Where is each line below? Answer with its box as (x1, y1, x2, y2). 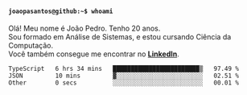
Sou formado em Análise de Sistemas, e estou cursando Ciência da (8, 32, 232, 42)
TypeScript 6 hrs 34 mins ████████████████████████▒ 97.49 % (8, 65, 240, 73)
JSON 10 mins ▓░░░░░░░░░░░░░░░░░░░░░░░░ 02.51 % (8, 72, 240, 81)
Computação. (8, 41, 54, 51)
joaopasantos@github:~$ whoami (8, 7, 113, 15)
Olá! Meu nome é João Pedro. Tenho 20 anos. (8, 23, 161, 33)
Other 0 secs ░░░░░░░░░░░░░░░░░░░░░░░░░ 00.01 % (8, 79, 240, 87)
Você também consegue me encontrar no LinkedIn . (8, 49, 179, 59)
